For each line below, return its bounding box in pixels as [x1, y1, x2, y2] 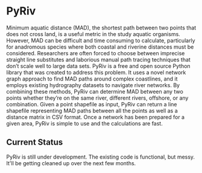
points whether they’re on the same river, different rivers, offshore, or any [6, 94, 189, 102]
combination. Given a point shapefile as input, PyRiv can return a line [6, 100, 177, 108]
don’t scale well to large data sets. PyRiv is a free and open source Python [6, 62, 191, 70]
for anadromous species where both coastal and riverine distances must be [6, 43, 194, 50]
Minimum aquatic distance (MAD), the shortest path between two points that [6, 24, 197, 31]
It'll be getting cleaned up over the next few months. [6, 159, 136, 166]
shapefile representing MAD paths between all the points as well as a [6, 107, 178, 114]
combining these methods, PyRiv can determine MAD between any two [6, 88, 184, 95]
